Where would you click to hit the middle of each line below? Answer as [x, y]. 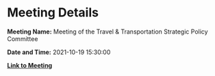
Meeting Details [53, 13]
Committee [23, 38]
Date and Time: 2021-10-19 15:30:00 [59, 52]
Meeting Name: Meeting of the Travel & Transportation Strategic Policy [107, 31]
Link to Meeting [30, 65]
